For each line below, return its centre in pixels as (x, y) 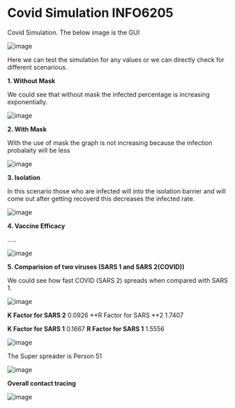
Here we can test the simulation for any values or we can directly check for (116, 59)
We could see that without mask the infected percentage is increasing (108, 94)
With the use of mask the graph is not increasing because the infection (110, 143)
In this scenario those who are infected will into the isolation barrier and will (117, 191)
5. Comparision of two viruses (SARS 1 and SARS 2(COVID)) (96, 267)
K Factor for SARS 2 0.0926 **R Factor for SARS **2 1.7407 (96, 315)
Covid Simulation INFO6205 (90, 13)
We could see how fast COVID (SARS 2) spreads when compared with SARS (118, 280)
